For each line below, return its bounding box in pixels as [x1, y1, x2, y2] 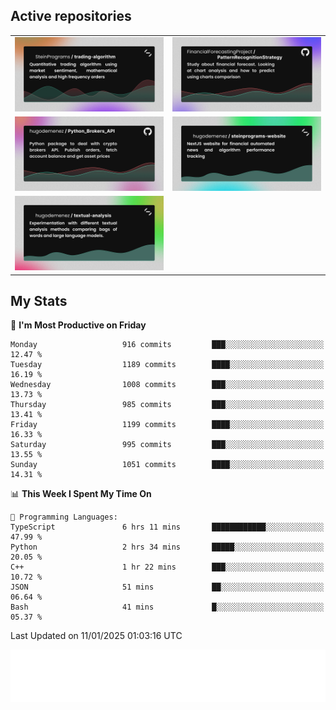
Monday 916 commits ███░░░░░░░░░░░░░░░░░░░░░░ [10, 340, 325, 350]
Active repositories [10, 8, 132, 25]
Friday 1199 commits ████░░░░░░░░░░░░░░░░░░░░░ [10, 420, 325, 430]
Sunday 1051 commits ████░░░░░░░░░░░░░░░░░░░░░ [10, 460, 325, 470]
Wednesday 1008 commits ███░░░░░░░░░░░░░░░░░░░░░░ [10, 380, 325, 390]
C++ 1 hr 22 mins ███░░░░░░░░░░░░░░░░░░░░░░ [10, 562, 325, 573]
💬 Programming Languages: [10, 512, 118, 523]
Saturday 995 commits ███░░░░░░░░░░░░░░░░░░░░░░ [10, 440, 325, 450]
